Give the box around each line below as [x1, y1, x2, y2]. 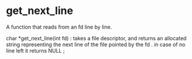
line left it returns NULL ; [6, 47, 65, 54]
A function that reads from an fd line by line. [6, 23, 112, 30]
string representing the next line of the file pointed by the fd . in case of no [6, 41, 186, 48]
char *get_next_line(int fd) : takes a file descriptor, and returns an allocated [6, 34, 187, 41]
